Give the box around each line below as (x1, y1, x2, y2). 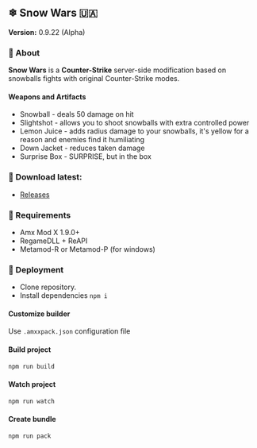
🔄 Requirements (8, 210, 71, 221)
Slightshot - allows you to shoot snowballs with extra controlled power (19, 118, 250, 128)
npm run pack (8, 432, 52, 440)
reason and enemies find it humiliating (19, 135, 145, 145)
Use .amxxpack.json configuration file (8, 326, 131, 336)
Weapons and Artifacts (8, 91, 86, 102)
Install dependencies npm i (19, 291, 108, 300)
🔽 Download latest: (8, 172, 82, 183)
